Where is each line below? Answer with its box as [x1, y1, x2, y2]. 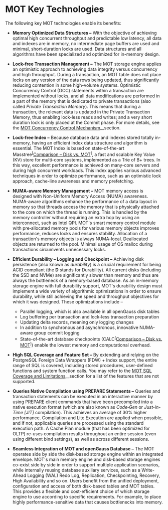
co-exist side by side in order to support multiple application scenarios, [12, 461, 160, 467]
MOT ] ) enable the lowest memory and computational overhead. [20, 341, 151, 348]
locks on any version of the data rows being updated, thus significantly [12, 77, 159, 83]
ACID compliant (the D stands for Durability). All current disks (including [12, 267, 161, 273]
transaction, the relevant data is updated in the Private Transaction [12, 109, 150, 115]
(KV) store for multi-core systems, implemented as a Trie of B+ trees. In [12, 156, 160, 162]
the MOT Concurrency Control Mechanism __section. [12, 124, 121, 131]
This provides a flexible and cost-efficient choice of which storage [12, 488, 150, 494]
